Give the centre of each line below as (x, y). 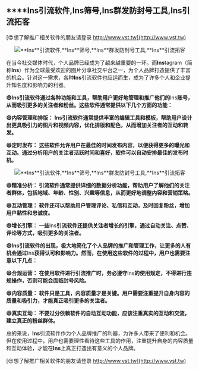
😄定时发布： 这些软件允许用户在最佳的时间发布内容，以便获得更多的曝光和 (98, 145)
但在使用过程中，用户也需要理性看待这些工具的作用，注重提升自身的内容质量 (100, 340)
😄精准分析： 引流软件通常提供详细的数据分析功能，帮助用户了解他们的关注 (98, 185)
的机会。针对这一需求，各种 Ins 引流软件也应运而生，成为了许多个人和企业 (96, 77)
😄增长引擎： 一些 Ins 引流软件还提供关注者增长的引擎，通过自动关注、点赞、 (99, 225)
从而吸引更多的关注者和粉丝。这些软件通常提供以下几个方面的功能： (89, 105)
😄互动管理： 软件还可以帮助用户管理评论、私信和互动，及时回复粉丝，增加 (98, 205)
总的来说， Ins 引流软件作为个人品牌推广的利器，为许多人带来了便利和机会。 (99, 333)
